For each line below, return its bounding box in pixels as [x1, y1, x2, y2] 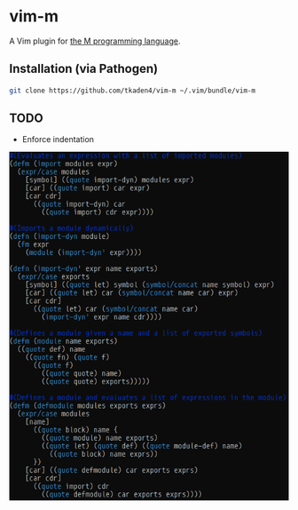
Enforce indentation [21, 134, 95, 145]
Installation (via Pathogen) [9, 61, 158, 76]
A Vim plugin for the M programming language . [9, 36, 181, 46]
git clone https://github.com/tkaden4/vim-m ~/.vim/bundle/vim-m [9, 86, 255, 95]
